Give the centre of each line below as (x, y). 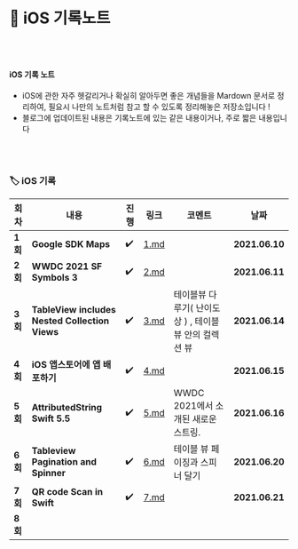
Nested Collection (71, 321)
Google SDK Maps (71, 244)
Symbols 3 (55, 278)
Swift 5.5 (51, 418)
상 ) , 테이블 (196, 322)
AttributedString (67, 408)
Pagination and (64, 462)
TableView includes (74, 310)
